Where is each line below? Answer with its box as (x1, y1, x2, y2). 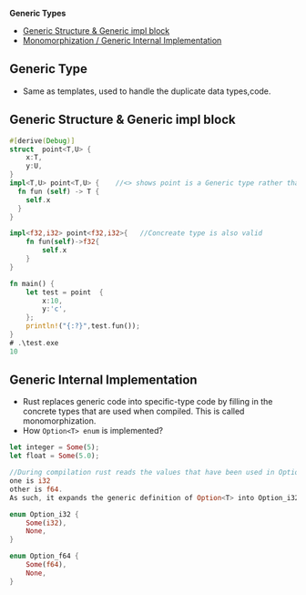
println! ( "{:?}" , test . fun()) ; (25, 322, 141, 331)
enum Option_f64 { (9, 551, 79, 561)
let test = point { (25, 287, 104, 297)
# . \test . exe (9, 338, 59, 347)
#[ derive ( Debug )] (9, 136, 76, 145)
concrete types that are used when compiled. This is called (22, 405, 245, 417)
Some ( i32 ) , (25, 518, 67, 528)
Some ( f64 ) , (25, 560, 67, 569)
